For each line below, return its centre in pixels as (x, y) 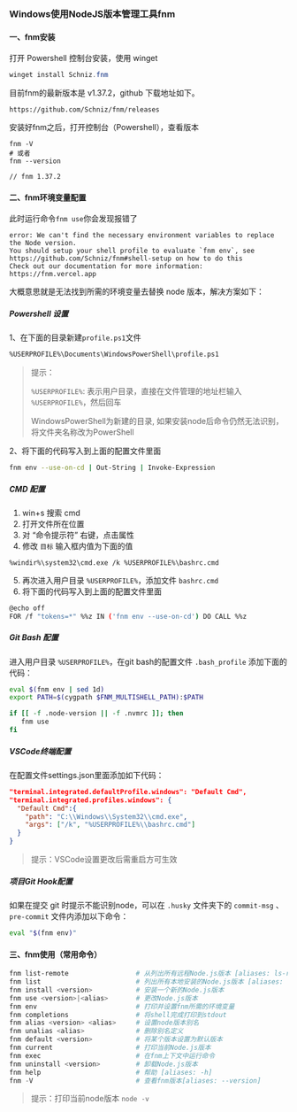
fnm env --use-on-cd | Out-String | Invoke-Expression (112, 468)
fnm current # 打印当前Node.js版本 (110, 1047)
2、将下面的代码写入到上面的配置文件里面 (85, 451)
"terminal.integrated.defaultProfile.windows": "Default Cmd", (128, 792)
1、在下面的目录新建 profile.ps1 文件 (75, 337)
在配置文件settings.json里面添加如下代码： (87, 775)
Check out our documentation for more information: (106, 266)
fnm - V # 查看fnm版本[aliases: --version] (135, 1081)
